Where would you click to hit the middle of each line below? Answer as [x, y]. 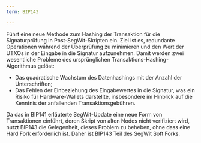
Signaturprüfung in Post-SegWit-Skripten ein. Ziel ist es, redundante [91, 40]
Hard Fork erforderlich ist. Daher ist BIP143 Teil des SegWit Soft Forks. [93, 133]
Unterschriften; [34, 84]
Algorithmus [21, 66]
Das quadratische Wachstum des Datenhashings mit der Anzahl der [98, 77]
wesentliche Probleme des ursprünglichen [58, 59]
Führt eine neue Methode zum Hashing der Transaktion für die [83, 34]
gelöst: [46, 66]
